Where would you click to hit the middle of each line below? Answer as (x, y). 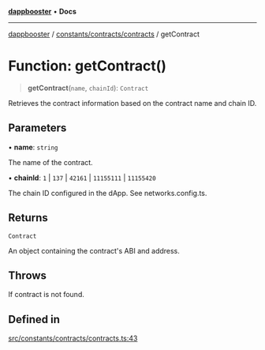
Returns (28, 218)
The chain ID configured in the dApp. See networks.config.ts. (108, 193)
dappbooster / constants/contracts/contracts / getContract (104, 34)
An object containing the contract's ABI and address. (94, 250)
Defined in (34, 319)
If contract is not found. (46, 295)
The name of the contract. (50, 162)
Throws (28, 275)
